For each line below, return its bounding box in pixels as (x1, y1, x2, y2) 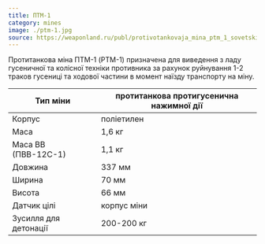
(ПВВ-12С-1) (12, 149, 66, 160)
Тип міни (35, 95, 71, 106)
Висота (12, 187, 40, 198)
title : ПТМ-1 (8, 11, 51, 20)
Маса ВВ (12, 139, 46, 150)
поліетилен (101, 113, 144, 124)
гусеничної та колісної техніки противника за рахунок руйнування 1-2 (8, 64, 244, 73)
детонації (12, 223, 49, 234)
